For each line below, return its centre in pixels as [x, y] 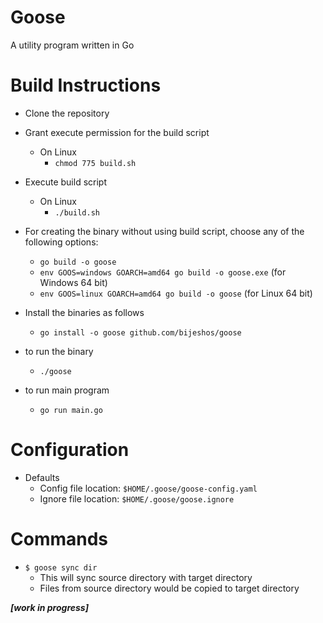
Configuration [70, 450]
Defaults [42, 477]
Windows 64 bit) [73, 282]
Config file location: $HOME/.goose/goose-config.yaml [148, 488]
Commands [59, 539]
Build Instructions [86, 85]
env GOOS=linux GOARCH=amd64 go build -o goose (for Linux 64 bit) [176, 293]
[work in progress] [49, 607]
